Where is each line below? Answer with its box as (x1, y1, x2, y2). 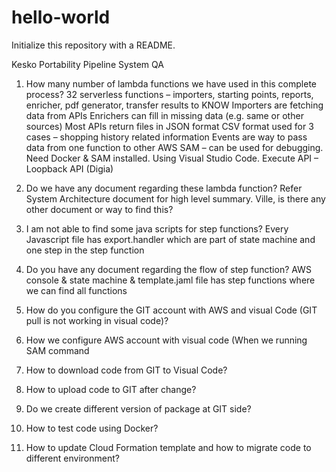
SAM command (25, 344, 90, 356)
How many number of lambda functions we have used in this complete (25, 77, 317, 90)
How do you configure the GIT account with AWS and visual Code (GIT (25, 304, 318, 316)
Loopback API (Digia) (25, 162, 114, 175)
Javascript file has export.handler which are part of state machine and (25, 233, 316, 245)
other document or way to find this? (25, 203, 174, 215)
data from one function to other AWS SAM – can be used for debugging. (25, 141, 324, 153)
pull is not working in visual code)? (25, 314, 169, 326)
